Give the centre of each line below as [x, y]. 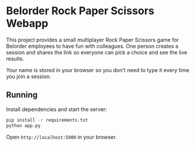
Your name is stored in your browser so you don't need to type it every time [98, 70]
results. [15, 59]
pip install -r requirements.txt [47, 120]
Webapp [27, 23]
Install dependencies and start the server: [57, 109]
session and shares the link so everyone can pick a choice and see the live [97, 52]
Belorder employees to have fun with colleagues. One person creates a [92, 46]
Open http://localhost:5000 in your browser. [62, 137]
